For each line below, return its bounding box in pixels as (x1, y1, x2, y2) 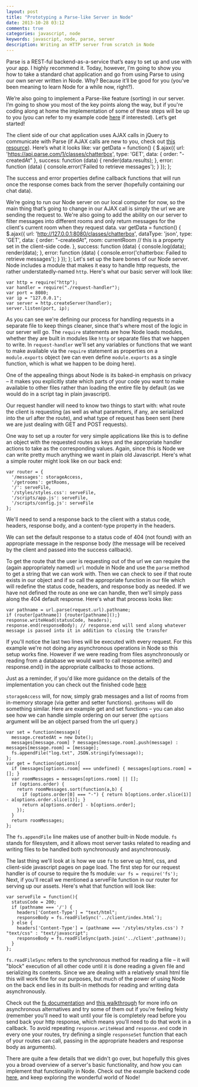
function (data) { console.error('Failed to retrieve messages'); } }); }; (6, 163, 172, 170)
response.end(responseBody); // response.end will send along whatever (6, 622, 186, 628)
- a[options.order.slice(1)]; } (6, 796, 86, 803)
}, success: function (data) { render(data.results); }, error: (33, 157, 173, 164)
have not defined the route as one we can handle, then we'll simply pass (6, 589, 182, 596)
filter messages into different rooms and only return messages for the (6, 217, 176, 224)
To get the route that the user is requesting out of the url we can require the (6, 557, 190, 564)
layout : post (6, 8, 38, 15)
